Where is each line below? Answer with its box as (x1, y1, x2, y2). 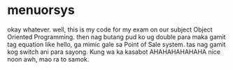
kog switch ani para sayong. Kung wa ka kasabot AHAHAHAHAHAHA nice (7, 48, 220, 56)
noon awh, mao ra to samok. (7, 55, 90, 63)
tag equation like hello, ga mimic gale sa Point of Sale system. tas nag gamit (7, 40, 226, 48)
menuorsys (7, 2, 75, 18)
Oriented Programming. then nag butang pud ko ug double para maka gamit (7, 32, 226, 41)
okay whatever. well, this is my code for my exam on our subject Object (7, 25, 213, 34)
